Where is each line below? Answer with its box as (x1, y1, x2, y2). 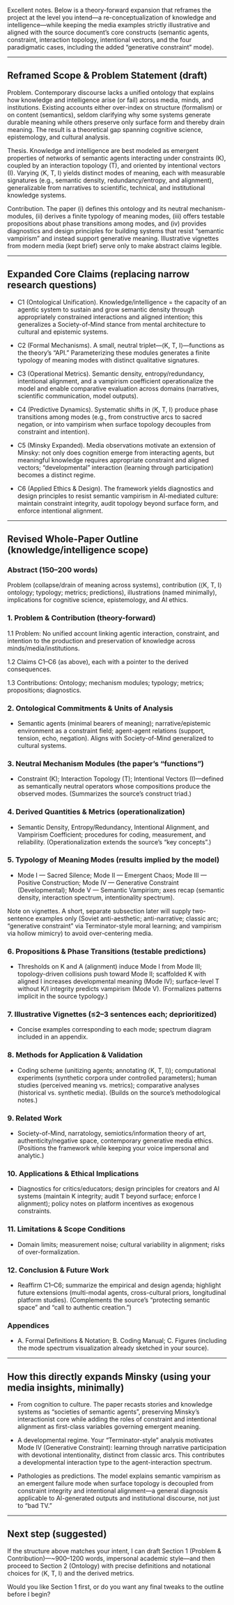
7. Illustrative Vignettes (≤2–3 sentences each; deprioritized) (7, 1009, 217, 1019)
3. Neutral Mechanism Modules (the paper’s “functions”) (7, 758, 204, 768)
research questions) (7, 279, 97, 291)
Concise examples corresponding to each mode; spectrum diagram (17, 1025, 212, 1034)
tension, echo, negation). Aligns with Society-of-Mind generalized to (17, 733, 214, 742)
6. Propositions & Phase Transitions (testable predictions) (7, 946, 207, 956)
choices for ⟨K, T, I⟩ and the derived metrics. (7, 1569, 134, 1577)
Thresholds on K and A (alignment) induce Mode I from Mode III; (17, 962, 202, 971)
